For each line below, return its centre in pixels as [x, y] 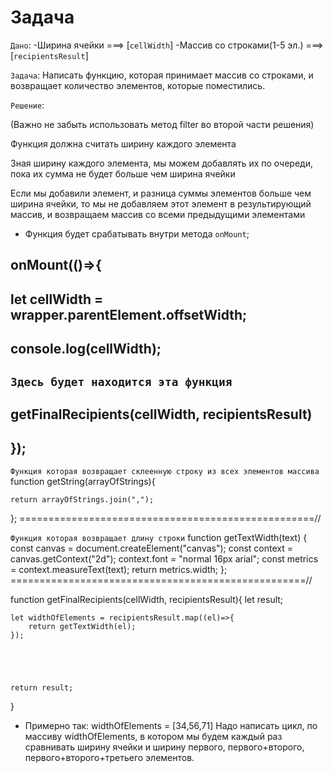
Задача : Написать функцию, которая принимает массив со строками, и [162, 75]
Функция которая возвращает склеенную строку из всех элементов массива [165, 471]
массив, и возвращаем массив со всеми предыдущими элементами [158, 214]
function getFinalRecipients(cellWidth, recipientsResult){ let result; [147, 599]
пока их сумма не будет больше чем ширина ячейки [123, 173]
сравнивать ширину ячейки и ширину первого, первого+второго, [164, 747]
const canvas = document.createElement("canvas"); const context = [151, 548]
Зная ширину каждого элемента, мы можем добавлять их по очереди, [161, 163]
